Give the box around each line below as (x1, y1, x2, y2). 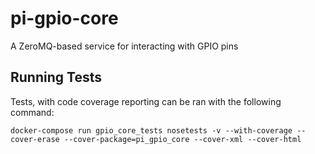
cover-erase (10, 134, 60, 144)
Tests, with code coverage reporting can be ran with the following (10, 95, 282, 107)
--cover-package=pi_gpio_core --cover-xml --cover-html (63, 134, 302, 144)
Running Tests (10, 69, 102, 86)
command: (10, 106, 55, 118)
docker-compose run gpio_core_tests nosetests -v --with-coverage (10, 125, 293, 136)
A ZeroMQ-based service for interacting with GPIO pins (10, 40, 239, 52)
